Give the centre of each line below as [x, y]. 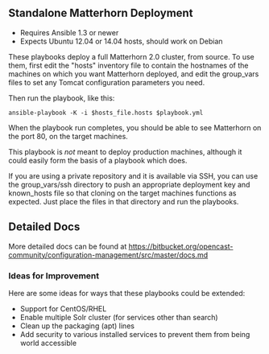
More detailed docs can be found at [68, 246]
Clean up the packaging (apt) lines [77, 326]
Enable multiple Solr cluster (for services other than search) [119, 317]
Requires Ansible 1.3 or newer [69, 32]
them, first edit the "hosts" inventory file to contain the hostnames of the [128, 65]
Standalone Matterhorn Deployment [101, 13]
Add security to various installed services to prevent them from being [135, 334]
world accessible [48, 343]
